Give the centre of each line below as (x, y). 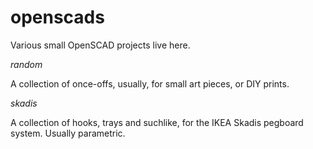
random (26, 64)
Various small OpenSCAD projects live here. (100, 45)
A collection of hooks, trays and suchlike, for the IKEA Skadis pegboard (157, 122)
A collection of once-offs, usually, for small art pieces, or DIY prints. (150, 83)
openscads (57, 17)
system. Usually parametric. (68, 133)
